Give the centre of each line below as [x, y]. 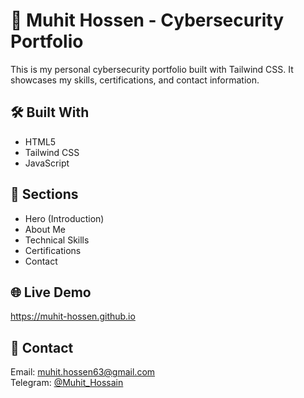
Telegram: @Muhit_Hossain [67, 383]
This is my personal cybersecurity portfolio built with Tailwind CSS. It [152, 69]
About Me [45, 229]
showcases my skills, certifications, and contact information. [135, 80]
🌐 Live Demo [51, 292]
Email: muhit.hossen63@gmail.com [83, 372]
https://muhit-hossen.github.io [73, 316]
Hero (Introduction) [64, 218]
